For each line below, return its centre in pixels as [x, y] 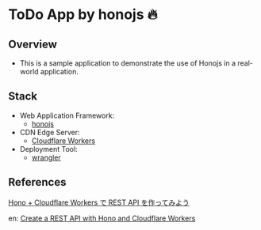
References [37, 182]
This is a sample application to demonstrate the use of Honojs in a [128, 63]
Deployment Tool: [48, 149]
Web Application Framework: [67, 115]
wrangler [46, 157]
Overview [33, 44]
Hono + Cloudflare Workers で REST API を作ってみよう [99, 202]
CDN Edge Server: [50, 132]
